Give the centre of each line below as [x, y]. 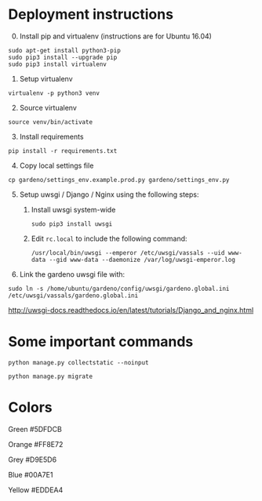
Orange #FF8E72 [36, 444]
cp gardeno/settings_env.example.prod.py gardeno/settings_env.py [119, 180]
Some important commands [101, 342]
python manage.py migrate [50, 376]
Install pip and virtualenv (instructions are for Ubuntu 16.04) [115, 36]
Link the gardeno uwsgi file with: [72, 274]
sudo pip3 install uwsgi [72, 224]
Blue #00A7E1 [31, 474]
